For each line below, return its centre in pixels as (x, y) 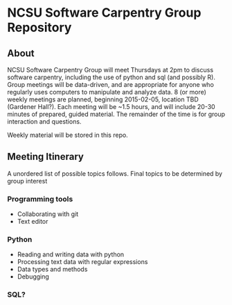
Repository (39, 27)
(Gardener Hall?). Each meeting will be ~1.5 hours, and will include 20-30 (111, 107)
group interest (27, 181)
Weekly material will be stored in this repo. (68, 135)
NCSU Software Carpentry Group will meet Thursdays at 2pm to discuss (110, 70)
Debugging (33, 277)
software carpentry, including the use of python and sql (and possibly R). (111, 77)
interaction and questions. (44, 122)
